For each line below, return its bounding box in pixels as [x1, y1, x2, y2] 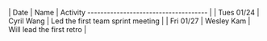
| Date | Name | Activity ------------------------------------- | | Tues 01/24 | [8, 8, 260, 17]
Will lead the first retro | [8, 25, 87, 34]
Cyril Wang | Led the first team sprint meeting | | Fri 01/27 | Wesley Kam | [8, 16, 251, 26]
